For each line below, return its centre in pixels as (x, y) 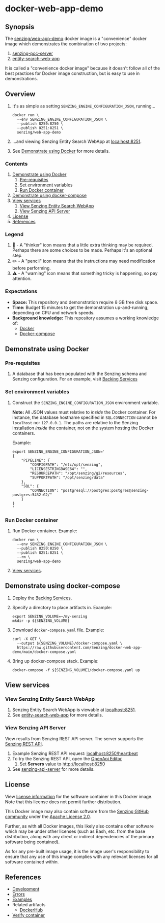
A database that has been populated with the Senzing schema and (79, 374)
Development (26, 889)
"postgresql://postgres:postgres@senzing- (105, 490)
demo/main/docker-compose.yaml (44, 652)
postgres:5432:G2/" (32, 495)
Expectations (21, 291)
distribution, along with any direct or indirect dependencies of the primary (80, 836)
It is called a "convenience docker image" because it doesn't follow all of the (82, 68)
